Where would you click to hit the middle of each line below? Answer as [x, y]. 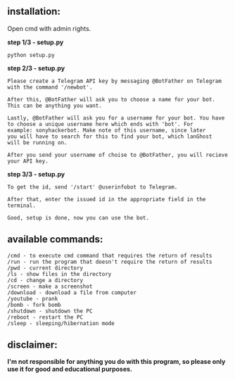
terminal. [22, 205]
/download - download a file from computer [72, 292]
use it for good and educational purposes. [70, 369]
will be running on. [38, 142]
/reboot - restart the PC [45, 317]
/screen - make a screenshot [50, 286]
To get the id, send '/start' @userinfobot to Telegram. [93, 187]
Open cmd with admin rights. [49, 28]
